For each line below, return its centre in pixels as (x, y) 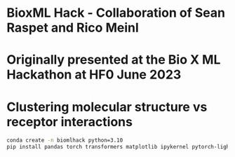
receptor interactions (69, 122)
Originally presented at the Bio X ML (114, 60)
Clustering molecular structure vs (107, 107)
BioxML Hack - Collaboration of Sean (116, 13)
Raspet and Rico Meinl (73, 28)
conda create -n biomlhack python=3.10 (65, 141)
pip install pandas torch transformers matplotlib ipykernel (98, 147)
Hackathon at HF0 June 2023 (94, 75)
